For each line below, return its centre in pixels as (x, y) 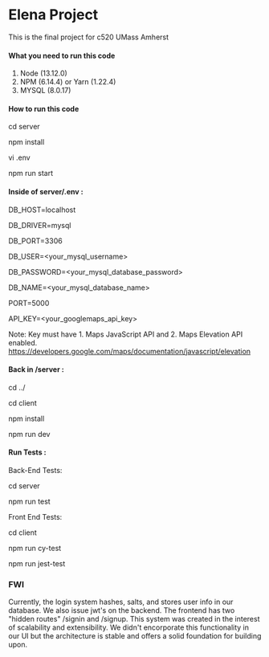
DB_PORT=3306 (35, 241)
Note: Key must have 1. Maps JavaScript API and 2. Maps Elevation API (126, 334)
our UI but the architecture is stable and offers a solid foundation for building (135, 636)
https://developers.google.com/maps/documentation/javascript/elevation (130, 351)
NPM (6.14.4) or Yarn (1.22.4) (68, 82)
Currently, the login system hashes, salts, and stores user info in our (121, 602)
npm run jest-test (37, 563)
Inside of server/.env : (46, 191)
